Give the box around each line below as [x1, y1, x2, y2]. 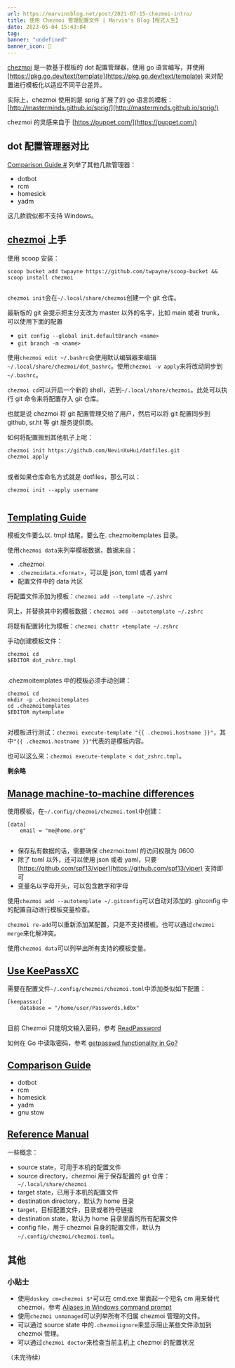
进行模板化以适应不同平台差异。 [13, 81, 106, 88]
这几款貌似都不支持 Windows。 [7, 211, 98, 220]
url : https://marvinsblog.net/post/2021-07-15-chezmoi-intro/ [7, 10, 193, 18]
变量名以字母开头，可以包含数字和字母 [17, 882, 128, 890]
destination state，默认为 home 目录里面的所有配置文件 [17, 1214, 178, 1223]
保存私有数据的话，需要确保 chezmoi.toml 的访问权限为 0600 [17, 847, 194, 855]
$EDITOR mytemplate [7, 709, 65, 716]
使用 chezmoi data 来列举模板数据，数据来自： [7, 546, 137, 555]
